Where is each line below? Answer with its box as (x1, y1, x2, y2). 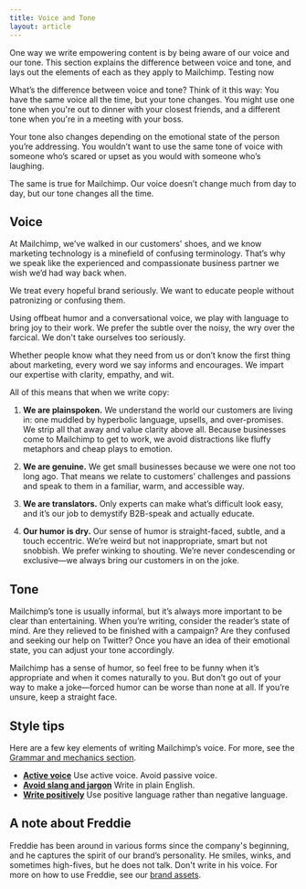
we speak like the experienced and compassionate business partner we (9, 258, 280, 269)
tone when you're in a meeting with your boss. (9, 113, 185, 124)
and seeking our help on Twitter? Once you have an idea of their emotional (9, 635, 290, 646)
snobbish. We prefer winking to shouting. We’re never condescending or (22, 545, 296, 556)
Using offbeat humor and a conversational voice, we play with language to (9, 313, 290, 324)
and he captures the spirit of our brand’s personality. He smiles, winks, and (9, 850, 291, 861)
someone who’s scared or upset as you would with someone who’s (9, 150, 261, 161)
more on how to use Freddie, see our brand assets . (9, 869, 202, 880)
